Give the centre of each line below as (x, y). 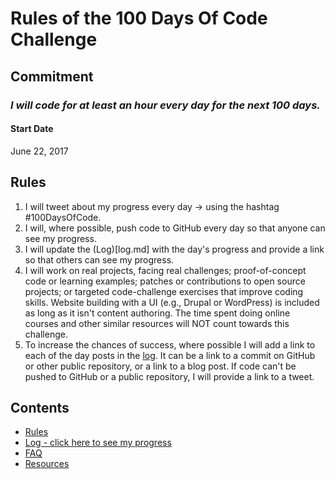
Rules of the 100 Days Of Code (139, 18)
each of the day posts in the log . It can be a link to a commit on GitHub (170, 355)
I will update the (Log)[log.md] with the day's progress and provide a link (174, 249)
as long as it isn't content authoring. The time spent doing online (157, 313)
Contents (40, 407)
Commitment (52, 76)
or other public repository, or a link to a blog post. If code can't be (160, 366)
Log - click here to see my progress (98, 443)
